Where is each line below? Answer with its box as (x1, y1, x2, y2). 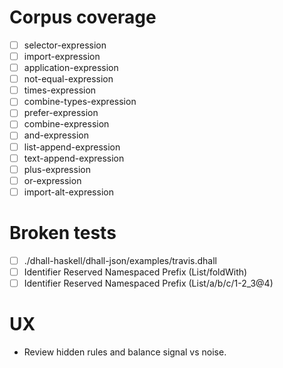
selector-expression (23, 39, 107, 51)
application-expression (23, 62, 119, 74)
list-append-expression (23, 141, 121, 153)
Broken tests (9, 222, 117, 244)
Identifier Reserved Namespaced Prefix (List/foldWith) (23, 266, 248, 278)
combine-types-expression (23, 96, 137, 108)
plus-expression (23, 163, 91, 175)
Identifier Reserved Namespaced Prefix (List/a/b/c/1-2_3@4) (23, 277, 274, 289)
